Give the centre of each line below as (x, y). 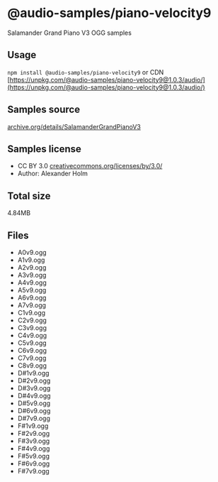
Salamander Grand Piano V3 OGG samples (70, 33)
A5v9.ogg (32, 290)
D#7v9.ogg (34, 418)
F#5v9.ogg (34, 456)
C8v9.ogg (32, 366)
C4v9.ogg (32, 335)
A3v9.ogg (32, 275)
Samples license (44, 149)
